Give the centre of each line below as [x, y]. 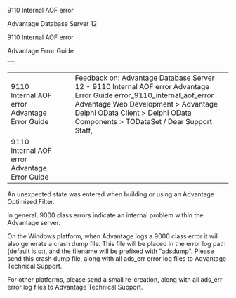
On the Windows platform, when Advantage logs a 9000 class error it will [113, 236]
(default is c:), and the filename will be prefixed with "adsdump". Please [111, 251]
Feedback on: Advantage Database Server [145, 78]
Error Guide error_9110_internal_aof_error [144, 95]
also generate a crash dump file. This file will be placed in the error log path [117, 244]
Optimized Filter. [31, 202]
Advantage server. [34, 223]
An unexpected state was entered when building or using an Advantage [111, 194]
